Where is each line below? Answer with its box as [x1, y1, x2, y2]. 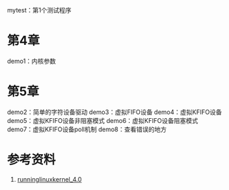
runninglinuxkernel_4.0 [17, 175, 82, 183]
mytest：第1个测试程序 [7, 6, 72, 14]
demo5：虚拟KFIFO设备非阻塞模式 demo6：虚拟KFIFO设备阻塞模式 [7, 116, 199, 124]
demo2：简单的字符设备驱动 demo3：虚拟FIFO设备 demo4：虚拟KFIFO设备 [7, 108, 222, 116]
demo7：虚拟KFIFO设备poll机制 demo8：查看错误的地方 [7, 125, 167, 133]
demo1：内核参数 [7, 57, 57, 65]
